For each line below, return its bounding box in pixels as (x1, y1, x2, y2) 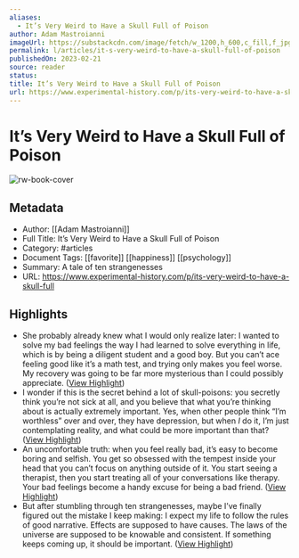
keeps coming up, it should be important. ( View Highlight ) (21, 538, 234, 549)
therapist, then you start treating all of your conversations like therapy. (21, 472, 280, 483)
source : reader (9, 63, 66, 72)
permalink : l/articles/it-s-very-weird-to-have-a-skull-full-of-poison (9, 46, 280, 55)
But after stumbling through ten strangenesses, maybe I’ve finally (21, 501, 263, 512)
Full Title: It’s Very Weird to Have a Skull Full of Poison (21, 234, 220, 244)
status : (9, 71, 38, 80)
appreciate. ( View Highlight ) (21, 378, 125, 389)
